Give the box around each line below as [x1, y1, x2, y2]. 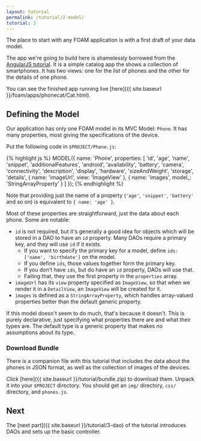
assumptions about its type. [6, 329, 75, 336]
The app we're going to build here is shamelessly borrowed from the [6, 55, 176, 62]
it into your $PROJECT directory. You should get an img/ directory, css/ [6, 382, 176, 389]
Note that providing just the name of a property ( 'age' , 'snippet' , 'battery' [6, 192, 194, 199]
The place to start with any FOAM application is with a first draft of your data [6, 37, 196, 44]
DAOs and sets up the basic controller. [6, 428, 101, 436]
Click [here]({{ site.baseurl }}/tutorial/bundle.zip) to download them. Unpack [6, 376, 195, 383]
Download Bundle [6, 344, 59, 352]
